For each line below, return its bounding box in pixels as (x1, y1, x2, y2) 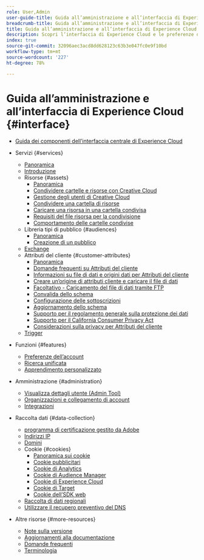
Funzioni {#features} (15, 341, 67, 349)
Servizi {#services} (15, 149, 64, 157)
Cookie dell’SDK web (33, 491, 86, 498)
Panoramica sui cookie (33, 452, 90, 459)
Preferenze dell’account (24, 353, 84, 360)
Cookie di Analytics (33, 465, 82, 472)
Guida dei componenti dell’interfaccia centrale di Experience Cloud (15, 138, 183, 145)
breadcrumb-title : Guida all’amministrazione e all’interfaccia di (6, 20, 181, 26)
